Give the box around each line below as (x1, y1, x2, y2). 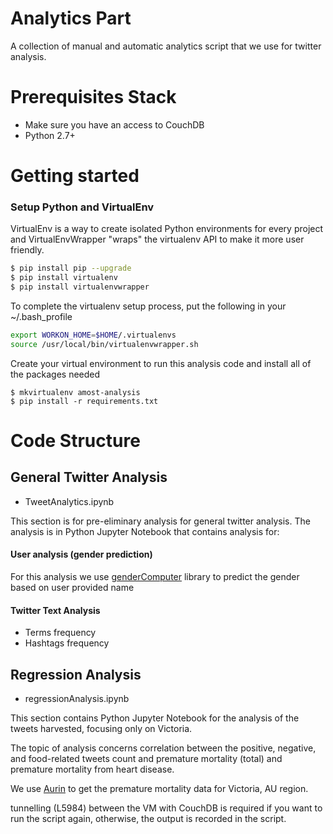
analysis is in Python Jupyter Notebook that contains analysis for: (10, 525, 280, 537)
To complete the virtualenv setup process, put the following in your (10, 300, 287, 312)
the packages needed (10, 368, 101, 380)
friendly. (10, 244, 45, 256)
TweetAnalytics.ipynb (24, 495, 115, 507)
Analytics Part (10, 7, 132, 30)
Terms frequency (24, 627, 97, 639)
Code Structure (10, 429, 141, 452)
